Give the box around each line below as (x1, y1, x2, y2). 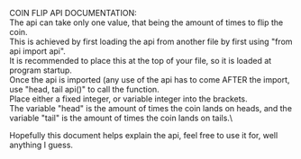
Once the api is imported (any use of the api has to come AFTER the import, (9, 75, 290, 84)
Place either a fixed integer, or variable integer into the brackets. (9, 93, 248, 104)
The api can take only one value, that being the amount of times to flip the (9, 17, 284, 28)
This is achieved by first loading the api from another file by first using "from (9, 36, 293, 47)
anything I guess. (9, 139, 74, 150)
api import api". (9, 46, 66, 57)
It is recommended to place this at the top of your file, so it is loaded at (9, 56, 272, 66)
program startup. (9, 65, 72, 75)
